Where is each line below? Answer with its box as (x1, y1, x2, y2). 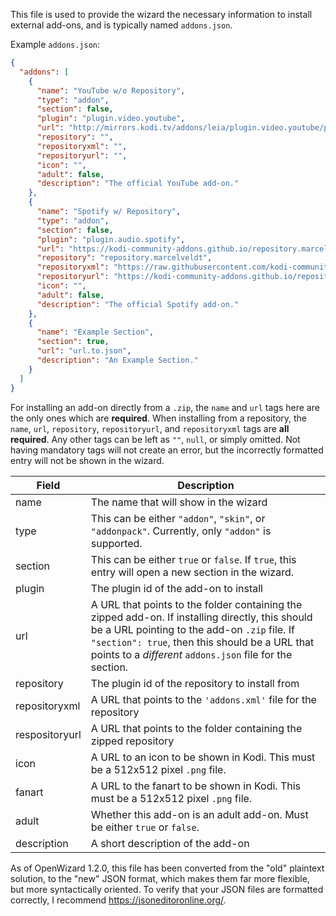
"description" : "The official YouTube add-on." (36, 179, 240, 189)
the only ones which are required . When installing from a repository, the (10, 412, 308, 424)
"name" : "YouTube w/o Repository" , (36, 85, 186, 96)
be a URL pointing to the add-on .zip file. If (90, 622, 295, 636)
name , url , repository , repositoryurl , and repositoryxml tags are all (10, 422, 290, 434)
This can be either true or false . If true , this (90, 552, 297, 566)
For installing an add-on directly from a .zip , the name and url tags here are (10, 401, 320, 413)
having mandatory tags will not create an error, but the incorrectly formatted (10, 444, 324, 456)
